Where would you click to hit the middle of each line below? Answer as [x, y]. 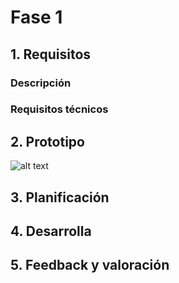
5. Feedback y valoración [90, 265]
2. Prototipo [47, 141]
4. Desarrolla [51, 231]
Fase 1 [36, 17]
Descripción [41, 83]
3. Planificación [60, 197]
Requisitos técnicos [59, 109]
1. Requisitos [51, 54]
